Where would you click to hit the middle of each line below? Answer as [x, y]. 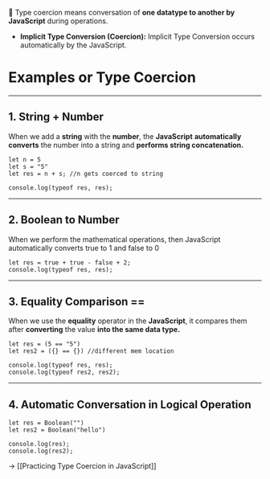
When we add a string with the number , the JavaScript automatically [125, 136]
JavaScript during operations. [58, 21]
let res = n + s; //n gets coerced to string [86, 174]
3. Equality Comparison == [77, 301]
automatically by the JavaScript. [73, 45]
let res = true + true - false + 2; [70, 262]
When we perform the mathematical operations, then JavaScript [115, 239]
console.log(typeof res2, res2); [64, 373]
